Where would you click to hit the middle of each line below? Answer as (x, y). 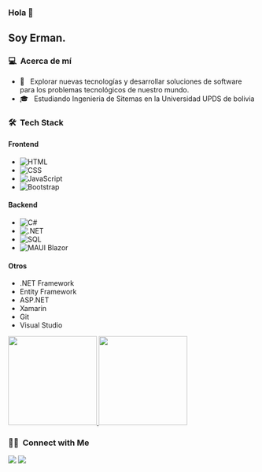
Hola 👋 (21, 13)
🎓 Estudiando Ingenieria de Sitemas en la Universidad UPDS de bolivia (137, 99)
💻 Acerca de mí (40, 61)
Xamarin (33, 309)
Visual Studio (41, 325)
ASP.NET (34, 300)
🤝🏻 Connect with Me (49, 443)
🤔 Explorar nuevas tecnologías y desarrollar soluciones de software (131, 81)
